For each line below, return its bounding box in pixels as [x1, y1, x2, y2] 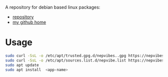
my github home [12, 19, 46, 25]
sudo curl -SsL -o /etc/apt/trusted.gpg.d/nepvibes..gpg [5, 53, 126, 58]
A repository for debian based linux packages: [5, 4, 100, 10]
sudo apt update [5, 62, 39, 67]
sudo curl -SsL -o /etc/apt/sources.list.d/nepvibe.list [5, 57, 126, 63]
